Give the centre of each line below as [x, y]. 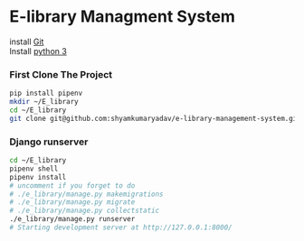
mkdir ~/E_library [44, 102]
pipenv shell [34, 169]
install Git [27, 42]
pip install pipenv [46, 93]
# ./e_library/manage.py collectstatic [85, 211]
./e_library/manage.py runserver [72, 219]
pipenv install [38, 177]
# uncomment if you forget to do [72, 185]
